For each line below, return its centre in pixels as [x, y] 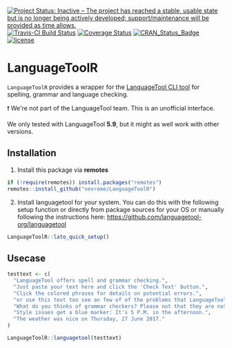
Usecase [27, 258]
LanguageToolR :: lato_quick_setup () [58, 237]
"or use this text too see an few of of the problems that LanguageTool [120, 300]
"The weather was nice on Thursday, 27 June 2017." [89, 319]
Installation [32, 153]
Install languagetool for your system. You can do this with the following [118, 202]
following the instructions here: [61, 217]
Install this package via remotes [63, 170]
